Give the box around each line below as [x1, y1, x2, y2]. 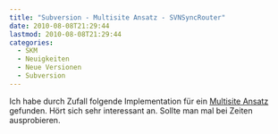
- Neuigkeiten [17, 54, 70, 63]
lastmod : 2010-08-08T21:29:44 [9, 29, 122, 38]
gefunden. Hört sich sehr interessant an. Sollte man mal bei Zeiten [9, 105, 253, 116]
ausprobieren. [9, 114, 61, 125]
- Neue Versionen [17, 63, 82, 72]
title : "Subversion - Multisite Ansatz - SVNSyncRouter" [9, 13, 226, 22]
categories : [9, 38, 54, 47]
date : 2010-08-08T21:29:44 [9, 21, 110, 30]
